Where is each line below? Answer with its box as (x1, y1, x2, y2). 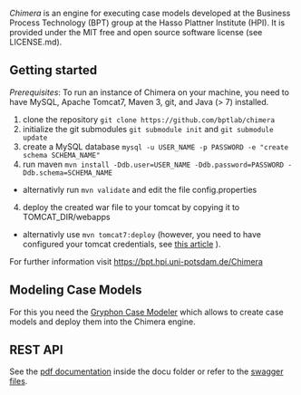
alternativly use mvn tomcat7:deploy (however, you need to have (22, 228, 261, 239)
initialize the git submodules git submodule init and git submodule (22, 123, 274, 134)
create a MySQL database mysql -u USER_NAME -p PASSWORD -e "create (22, 140, 288, 152)
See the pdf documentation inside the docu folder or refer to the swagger (9, 366, 284, 377)
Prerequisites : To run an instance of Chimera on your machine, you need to (9, 86, 290, 98)
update (22, 133, 48, 142)
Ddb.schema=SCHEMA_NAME (22, 168, 113, 178)
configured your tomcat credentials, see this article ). (22, 238, 221, 249)
